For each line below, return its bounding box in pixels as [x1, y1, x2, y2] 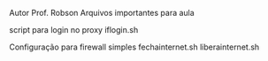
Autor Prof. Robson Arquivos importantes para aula [9, 8, 195, 18]
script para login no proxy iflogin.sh [9, 25, 139, 34]
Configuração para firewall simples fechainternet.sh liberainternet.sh [9, 42, 260, 52]
